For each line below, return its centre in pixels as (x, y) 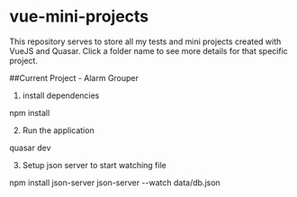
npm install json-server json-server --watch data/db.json (115, 183)
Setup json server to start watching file (94, 165)
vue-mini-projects (79, 17)
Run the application (58, 130)
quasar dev (30, 148)
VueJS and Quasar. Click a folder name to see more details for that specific (148, 50)
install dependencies (61, 95)
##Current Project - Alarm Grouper (74, 77)
